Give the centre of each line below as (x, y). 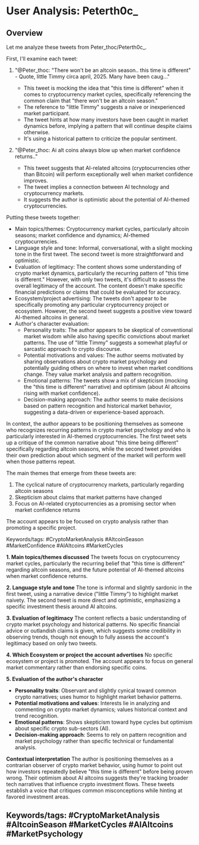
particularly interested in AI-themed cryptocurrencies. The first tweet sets (97, 436)
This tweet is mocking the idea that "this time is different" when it (104, 88)
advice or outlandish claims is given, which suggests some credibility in (94, 631)
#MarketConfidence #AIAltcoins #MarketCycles (65, 546)
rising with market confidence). (62, 393)
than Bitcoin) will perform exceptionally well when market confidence (108, 174)
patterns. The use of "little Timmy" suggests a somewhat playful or (106, 343)
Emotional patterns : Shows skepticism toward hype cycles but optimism (104, 722)
